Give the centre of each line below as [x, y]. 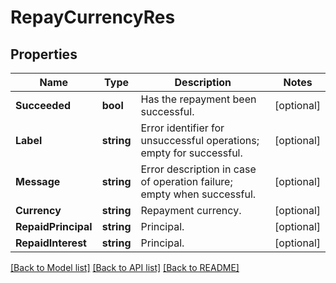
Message [38, 181]
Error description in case [198, 169]
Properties [44, 54]
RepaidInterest [51, 243]
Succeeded [43, 105]
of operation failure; [186, 181]
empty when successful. [198, 194]
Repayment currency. [191, 210]
